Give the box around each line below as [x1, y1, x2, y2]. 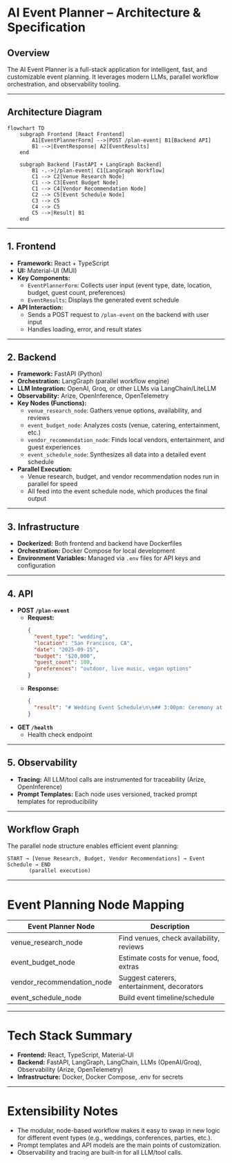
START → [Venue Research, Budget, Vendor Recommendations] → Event [7, 855, 206, 863]
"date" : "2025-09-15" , [33, 646, 99, 653]
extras [118, 962, 139, 972]
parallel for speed [27, 480, 78, 488]
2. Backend [7, 352, 57, 363]
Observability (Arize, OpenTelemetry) [17, 1066, 124, 1074]
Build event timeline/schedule [118, 993, 215, 1003]
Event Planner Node [27, 922, 95, 932]
